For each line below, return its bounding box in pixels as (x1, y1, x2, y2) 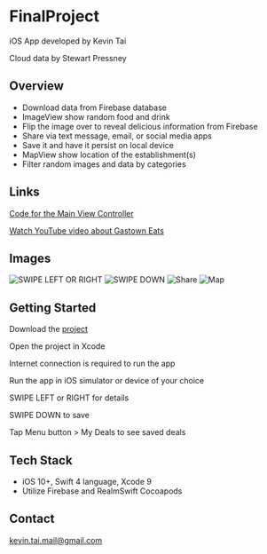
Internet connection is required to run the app (9, 358, 176, 369)
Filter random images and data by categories (21, 158, 186, 170)
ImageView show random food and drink (21, 111, 170, 122)
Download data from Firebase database (21, 102, 167, 113)
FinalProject (9, 6, 100, 27)
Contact (9, 511, 55, 526)
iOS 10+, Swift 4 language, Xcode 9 (21, 477, 153, 487)
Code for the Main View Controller (9, 208, 135, 218)
